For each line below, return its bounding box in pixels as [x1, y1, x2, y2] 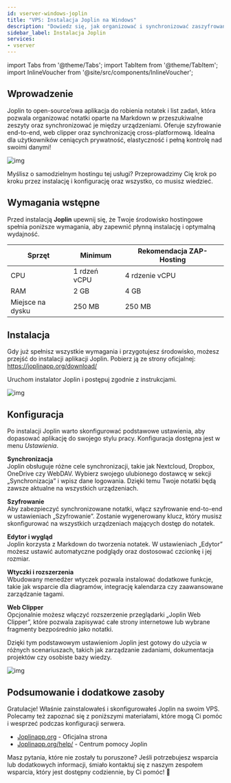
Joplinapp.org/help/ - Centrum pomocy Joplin [16, 740, 148, 749]
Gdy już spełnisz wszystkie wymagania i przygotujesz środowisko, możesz [7, 347, 220, 356]
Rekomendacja [137, 246, 188, 255]
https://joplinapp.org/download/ [7, 362, 98, 370]
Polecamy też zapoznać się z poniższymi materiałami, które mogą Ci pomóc [7, 712, 223, 720]
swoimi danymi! [7, 142, 52, 151]
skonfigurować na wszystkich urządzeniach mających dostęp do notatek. [7, 519, 215, 528]
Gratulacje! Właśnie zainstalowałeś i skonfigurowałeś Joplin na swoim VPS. [7, 705, 220, 713]
